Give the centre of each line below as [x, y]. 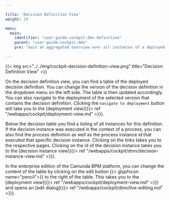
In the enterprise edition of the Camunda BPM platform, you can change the [85, 166]
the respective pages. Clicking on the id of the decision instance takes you [83, 145]
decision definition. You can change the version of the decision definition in [84, 87]
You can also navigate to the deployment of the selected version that [77, 98]
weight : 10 [17, 19]
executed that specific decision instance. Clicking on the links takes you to [83, 140]
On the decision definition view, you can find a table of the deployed [77, 81]
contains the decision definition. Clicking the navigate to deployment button [85, 103]
